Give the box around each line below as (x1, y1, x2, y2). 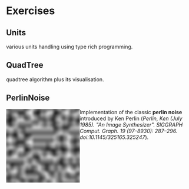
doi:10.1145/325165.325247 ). (79, 134, 149, 141)
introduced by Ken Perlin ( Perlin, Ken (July (79, 115, 183, 122)
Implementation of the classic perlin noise (79, 108, 183, 115)
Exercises (6, 4, 55, 18)
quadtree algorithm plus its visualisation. (6, 75, 104, 83)
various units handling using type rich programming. (6, 43, 133, 50)
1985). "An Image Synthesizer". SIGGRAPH (79, 121, 183, 128)
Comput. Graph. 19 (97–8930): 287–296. (79, 127, 178, 134)
